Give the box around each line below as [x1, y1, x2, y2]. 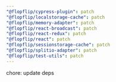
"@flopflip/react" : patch [6, 36, 70, 42]
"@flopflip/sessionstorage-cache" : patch [6, 42, 111, 48]
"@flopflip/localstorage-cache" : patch [6, 14, 105, 20]
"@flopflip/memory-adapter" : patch [6, 20, 95, 26]
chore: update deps [6, 69, 55, 76]
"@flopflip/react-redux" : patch [6, 31, 86, 37]
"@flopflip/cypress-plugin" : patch [6, 8, 95, 15]
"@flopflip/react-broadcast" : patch [6, 25, 97, 31]
